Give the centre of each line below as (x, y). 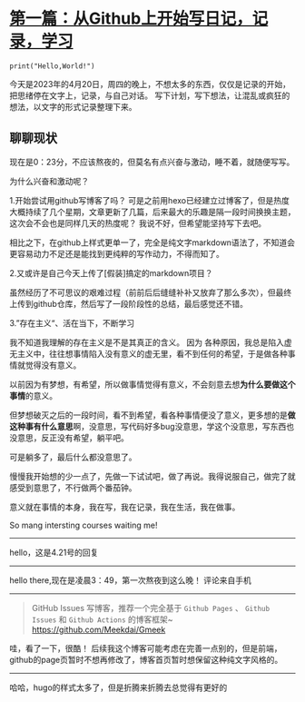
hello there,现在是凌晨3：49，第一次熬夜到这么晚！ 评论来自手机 (131, 580)
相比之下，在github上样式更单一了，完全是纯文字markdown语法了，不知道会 (152, 242)
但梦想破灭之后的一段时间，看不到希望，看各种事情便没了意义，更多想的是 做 (152, 415)
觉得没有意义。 (53, 365)
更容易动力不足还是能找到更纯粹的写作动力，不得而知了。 (117, 253)
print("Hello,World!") (52, 66)
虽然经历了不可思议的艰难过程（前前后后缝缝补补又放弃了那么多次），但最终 (151, 292)
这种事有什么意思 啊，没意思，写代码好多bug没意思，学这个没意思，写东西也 (152, 426)
